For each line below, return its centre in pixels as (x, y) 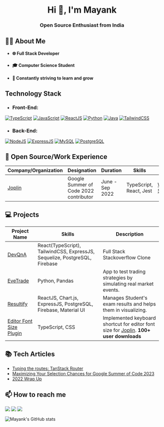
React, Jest (139, 191)
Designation (82, 170)
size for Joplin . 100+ (127, 330)
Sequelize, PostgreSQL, (64, 257)
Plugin (15, 333)
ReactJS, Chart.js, (58, 298)
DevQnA (17, 254)
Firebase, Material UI (61, 310)
